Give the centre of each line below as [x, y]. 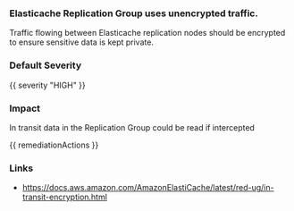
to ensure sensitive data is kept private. [82, 42]
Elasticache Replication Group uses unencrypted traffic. [134, 13]
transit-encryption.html [64, 197]
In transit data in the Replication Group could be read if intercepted [132, 127]
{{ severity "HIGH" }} [48, 85]
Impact [25, 108]
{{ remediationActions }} [54, 145]
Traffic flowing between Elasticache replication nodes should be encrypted [147, 33]
